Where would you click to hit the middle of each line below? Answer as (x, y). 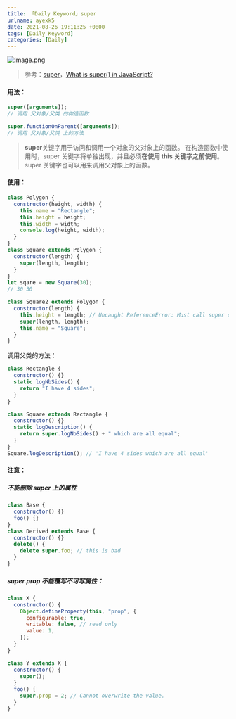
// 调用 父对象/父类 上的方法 (46, 133)
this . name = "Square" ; (53, 328)
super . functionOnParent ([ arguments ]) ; (64, 127)
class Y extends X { (38, 663)
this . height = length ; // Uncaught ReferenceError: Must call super (122, 315)
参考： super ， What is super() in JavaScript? (88, 75)
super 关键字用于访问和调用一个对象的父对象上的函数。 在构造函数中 (123, 147)
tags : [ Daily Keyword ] (40, 33)
